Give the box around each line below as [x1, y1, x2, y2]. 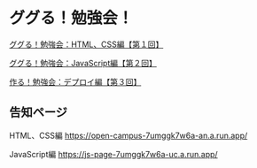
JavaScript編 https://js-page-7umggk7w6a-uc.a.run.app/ [9, 149, 219, 159]
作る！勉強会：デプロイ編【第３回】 [9, 76, 142, 87]
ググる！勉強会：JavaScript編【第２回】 [9, 57, 157, 68]
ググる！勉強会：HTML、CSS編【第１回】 [9, 39, 164, 50]
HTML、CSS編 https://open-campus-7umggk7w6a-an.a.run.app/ [9, 130, 248, 141]
